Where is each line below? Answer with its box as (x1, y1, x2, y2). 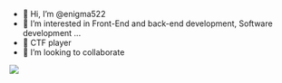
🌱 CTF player (22, 37, 73, 48)
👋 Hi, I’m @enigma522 (22, 9, 106, 19)
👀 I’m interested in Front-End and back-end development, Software (22, 18, 274, 29)
